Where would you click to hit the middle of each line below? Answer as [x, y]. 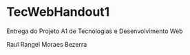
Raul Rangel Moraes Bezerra [47, 44]
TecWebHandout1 [58, 12]
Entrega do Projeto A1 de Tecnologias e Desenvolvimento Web [95, 31]
